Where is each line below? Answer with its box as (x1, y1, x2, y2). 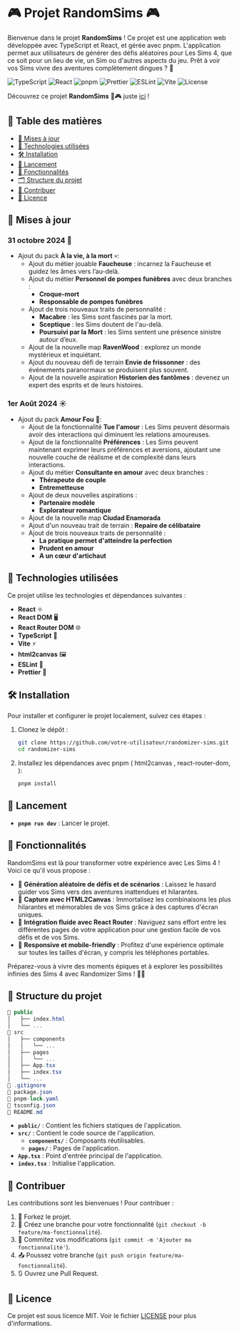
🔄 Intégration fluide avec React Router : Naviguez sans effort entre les (17, 917, 227, 926)
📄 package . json (7, 1088, 53, 1095)
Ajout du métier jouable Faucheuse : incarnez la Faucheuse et (28, 260, 212, 268)
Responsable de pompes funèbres (39, 297, 143, 306)
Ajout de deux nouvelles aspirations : (28, 491, 138, 499)
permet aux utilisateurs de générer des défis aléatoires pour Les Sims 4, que (7, 48, 233, 57)
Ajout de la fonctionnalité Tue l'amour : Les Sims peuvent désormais (28, 422, 230, 431)
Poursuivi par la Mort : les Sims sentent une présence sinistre (39, 328, 222, 337)
